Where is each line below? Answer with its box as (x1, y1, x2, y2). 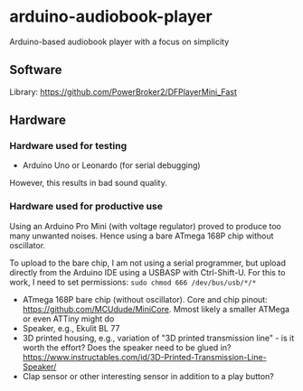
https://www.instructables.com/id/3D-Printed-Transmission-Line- (22, 351, 267, 362)
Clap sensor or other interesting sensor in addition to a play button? (22, 370, 274, 381)
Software (9, 62, 62, 78)
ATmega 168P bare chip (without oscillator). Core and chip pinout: (22, 293, 269, 304)
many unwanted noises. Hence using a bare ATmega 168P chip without (9, 230, 274, 241)
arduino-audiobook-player (9, 6, 213, 27)
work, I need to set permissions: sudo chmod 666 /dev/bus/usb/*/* (9, 276, 257, 287)
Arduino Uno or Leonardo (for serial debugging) (22, 160, 201, 171)
